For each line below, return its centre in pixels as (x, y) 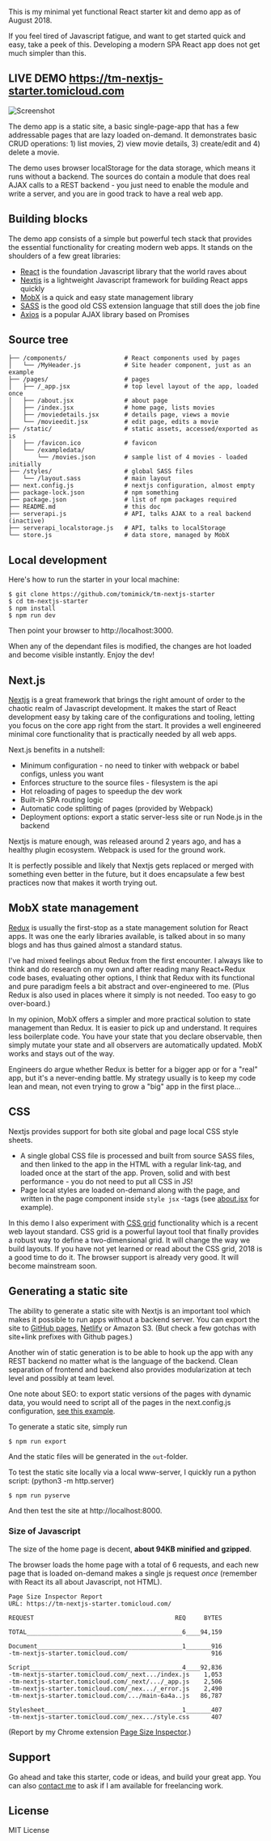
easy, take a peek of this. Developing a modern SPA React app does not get (134, 44)
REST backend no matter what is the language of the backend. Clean (123, 1361)
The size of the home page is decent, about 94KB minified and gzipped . (130, 1549)
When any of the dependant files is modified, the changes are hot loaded (130, 646)
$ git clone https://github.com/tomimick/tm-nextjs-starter (112, 595)
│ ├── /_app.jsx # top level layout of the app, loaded (133, 387)
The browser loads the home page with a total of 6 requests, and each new (133, 1564)
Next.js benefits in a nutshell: (57, 750)
